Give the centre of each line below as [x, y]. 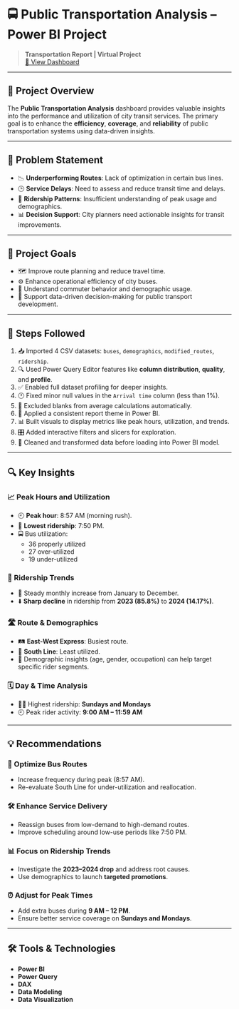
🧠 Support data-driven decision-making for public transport [105, 297]
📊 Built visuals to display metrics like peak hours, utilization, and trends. [123, 422]
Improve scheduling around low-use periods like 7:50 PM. [102, 832]
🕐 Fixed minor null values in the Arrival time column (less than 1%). [119, 396]
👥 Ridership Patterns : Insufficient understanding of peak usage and [117, 198]
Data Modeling [40, 992]
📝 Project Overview [51, 91]
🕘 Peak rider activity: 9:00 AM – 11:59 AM [80, 712]
